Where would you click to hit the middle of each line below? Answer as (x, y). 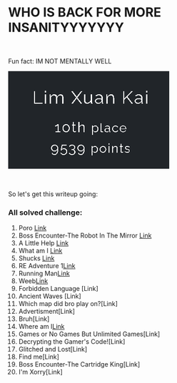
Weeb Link (33, 281)
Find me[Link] (39, 357)
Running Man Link (44, 274)
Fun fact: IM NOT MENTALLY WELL (60, 61)
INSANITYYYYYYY (66, 27)
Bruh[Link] (34, 319)
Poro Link (32, 228)
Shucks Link (36, 258)
